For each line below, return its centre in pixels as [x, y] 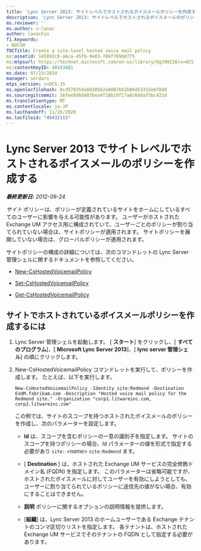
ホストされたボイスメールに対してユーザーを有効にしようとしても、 [107, 479]
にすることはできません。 [55, 494]
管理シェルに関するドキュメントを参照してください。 [72, 260]
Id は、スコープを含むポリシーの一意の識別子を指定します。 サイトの [108, 436]
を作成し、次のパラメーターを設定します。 [67, 423]
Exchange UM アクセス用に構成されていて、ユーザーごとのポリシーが [92, 225]
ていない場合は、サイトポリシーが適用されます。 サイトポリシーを [103, 232]
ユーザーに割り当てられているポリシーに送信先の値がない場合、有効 [107, 486]
